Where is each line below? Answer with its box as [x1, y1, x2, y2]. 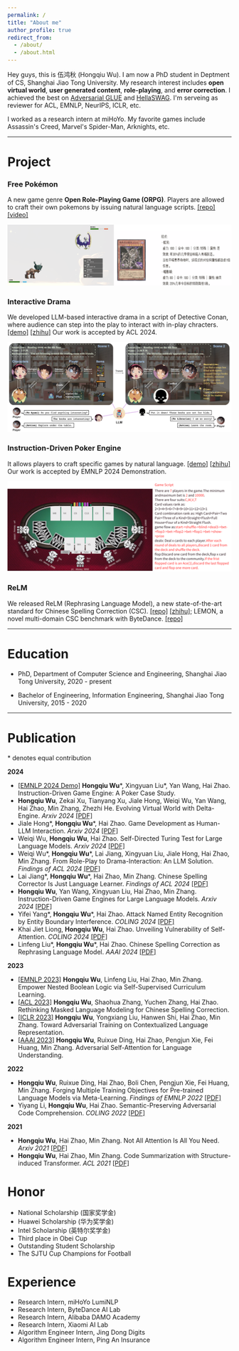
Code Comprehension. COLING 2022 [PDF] [17, 1108, 146, 1117]
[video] [7, 211, 28, 219]
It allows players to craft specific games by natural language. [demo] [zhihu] [7, 459, 231, 468]
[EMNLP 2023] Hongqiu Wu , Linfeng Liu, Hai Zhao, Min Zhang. [17, 975, 203, 984]
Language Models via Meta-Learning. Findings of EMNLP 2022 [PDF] [17, 1093, 222, 1102]
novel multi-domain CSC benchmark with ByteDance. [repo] [7, 614, 184, 623]
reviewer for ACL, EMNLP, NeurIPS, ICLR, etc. [7, 101, 141, 110]
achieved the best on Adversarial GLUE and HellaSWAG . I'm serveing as [7, 93, 218, 102]
